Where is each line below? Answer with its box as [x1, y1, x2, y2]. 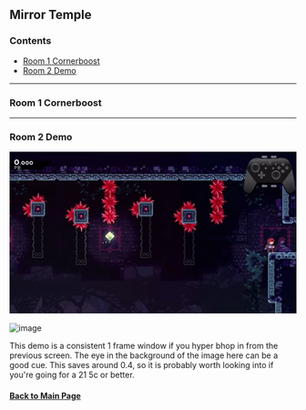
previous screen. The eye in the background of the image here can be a [9, 350, 279, 361]
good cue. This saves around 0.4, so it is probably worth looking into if [9, 360, 274, 371]
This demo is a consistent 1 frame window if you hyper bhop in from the [9, 341, 279, 352]
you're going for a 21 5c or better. [9, 369, 135, 381]
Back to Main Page [9, 390, 82, 401]
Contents [9, 35, 52, 47]
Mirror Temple [9, 7, 92, 23]
